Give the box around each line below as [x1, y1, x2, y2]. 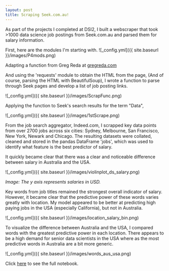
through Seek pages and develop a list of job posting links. [5, 82, 128, 89]
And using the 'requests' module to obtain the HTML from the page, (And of [5, 72, 164, 78]
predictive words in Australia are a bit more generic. [5, 240, 114, 247]
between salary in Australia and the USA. [5, 159, 91, 165]
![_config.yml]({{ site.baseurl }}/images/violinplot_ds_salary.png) [5, 169, 140, 175]
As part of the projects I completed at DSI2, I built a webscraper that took [5, 26, 158, 32]
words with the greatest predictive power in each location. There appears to [5, 230, 164, 236]
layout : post [5, 7, 33, 13]
